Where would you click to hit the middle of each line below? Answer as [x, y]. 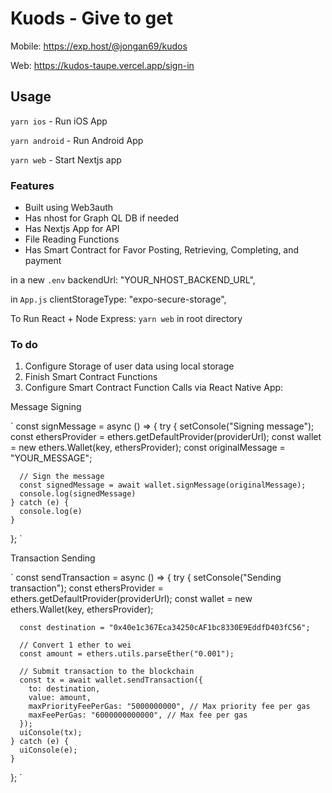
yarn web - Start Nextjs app [66, 159]
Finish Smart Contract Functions [91, 377]
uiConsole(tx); [51, 733]
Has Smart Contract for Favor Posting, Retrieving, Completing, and [162, 250]
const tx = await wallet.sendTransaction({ [111, 680]
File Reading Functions [72, 239]
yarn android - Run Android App [77, 140]
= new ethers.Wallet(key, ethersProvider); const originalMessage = [148, 448]
